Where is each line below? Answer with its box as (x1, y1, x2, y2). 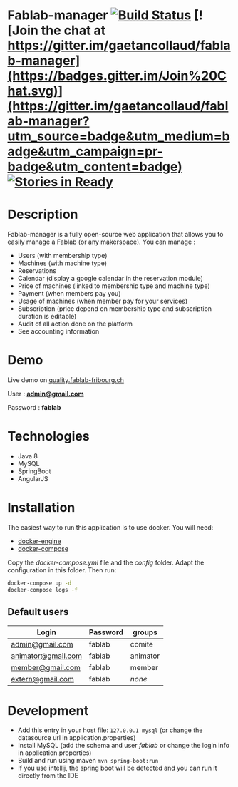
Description (7, 207, 78, 222)
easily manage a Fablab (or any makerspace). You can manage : (7, 237, 196, 246)
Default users (7, 606, 69, 618)
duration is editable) (17, 312, 77, 321)
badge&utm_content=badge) (7, 159, 183, 175)
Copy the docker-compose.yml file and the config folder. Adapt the (7, 558, 205, 567)
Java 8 (17, 452, 38, 460)
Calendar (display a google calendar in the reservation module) (17, 274, 203, 283)
